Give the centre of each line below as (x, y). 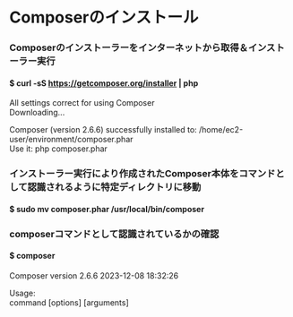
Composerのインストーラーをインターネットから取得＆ (129, 47)
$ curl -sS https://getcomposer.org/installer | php (104, 83)
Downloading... (37, 113)
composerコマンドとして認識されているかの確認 (114, 234)
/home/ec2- (221, 130)
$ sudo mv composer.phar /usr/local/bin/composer (107, 209)
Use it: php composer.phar (58, 149)
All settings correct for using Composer (82, 103)
